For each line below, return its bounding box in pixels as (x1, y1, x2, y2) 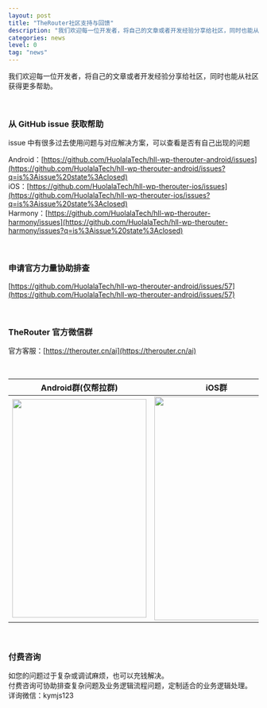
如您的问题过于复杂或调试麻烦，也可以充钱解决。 (8, 671, 168, 680)
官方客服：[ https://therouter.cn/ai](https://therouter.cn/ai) (8, 346, 197, 355)
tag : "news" (8, 48, 48, 56)
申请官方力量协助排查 (8, 263, 90, 274)
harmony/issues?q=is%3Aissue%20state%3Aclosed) (8, 226, 184, 235)
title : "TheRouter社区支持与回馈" (8, 19, 114, 27)
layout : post (8, 11, 52, 20)
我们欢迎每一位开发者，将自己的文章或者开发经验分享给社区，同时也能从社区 (8, 72, 259, 80)
